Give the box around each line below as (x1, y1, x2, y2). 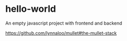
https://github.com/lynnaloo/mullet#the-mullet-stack (5, 30, 117, 36)
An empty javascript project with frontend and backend (5, 20, 122, 26)
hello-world (5, 3, 57, 15)
